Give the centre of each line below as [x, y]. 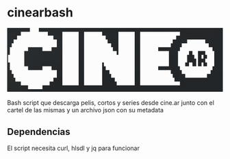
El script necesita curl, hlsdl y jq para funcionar [74, 148]
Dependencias [39, 132]
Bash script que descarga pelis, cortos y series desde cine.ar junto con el [111, 103]
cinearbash [40, 13]
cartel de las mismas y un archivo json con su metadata [86, 110]
